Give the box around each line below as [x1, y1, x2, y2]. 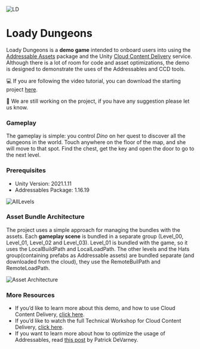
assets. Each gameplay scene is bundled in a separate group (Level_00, [6, 232, 184, 240]
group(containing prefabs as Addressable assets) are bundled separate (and [6, 252, 195, 259]
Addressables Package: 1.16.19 [14, 186, 90, 194]
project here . [6, 85, 38, 93]
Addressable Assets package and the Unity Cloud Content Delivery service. [6, 53, 192, 60]
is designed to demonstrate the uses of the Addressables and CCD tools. [6, 65, 186, 72]
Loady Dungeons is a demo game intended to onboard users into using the [6, 46, 191, 53]
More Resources [6, 290, 55, 299]
